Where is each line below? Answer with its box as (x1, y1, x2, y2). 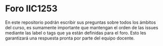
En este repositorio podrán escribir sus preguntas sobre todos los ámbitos (5, 19, 156, 25)
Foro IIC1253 (5, 3, 58, 14)
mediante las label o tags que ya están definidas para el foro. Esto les (5, 30, 147, 36)
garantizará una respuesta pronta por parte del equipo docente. (5, 35, 135, 41)
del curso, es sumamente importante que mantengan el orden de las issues (5, 24, 159, 30)
